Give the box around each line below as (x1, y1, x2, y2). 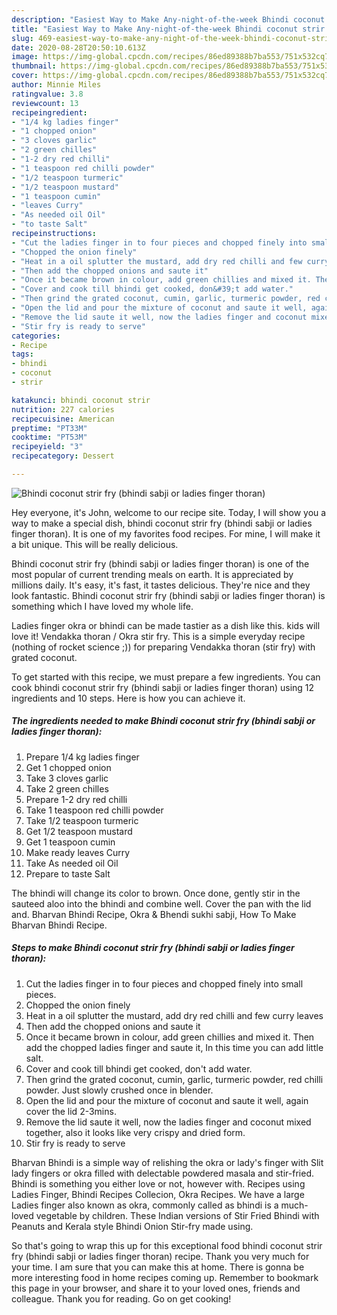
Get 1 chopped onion (25, 761, 112, 773)
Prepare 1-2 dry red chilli (25, 793, 128, 805)
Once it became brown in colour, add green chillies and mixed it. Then (25, 1031, 315, 1043)
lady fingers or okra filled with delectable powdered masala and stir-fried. (11, 1167, 314, 1179)
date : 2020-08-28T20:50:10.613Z (11, 42, 146, 53)
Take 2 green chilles (25, 782, 109, 795)
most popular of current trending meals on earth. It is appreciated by (11, 568, 294, 580)
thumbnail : (11, 61, 57, 71)
